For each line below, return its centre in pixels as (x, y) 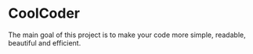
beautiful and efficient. (45, 42)
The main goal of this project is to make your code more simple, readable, (127, 35)
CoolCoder (44, 13)
